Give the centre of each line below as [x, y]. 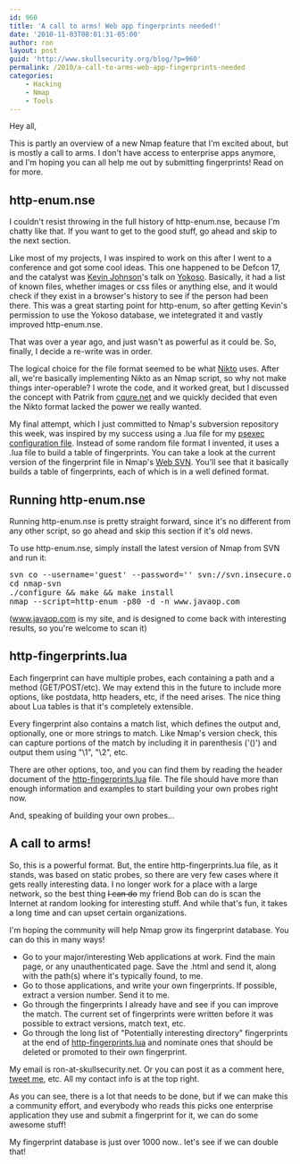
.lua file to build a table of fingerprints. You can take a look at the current [142, 453]
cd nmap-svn [35, 584]
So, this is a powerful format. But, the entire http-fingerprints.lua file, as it [144, 865]
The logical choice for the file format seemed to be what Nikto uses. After [144, 369]
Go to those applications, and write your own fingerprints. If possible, [150, 985]
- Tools [39, 101]
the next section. [40, 241]
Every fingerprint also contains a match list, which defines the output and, [145, 723]
